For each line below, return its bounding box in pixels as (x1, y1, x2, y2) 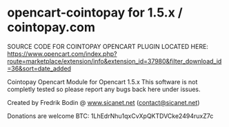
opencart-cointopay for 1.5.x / (7, 5, 183, 21)
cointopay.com (7, 19, 95, 35)
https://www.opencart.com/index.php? (7, 50, 117, 58)
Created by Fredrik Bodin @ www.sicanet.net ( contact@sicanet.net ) (7, 98, 200, 106)
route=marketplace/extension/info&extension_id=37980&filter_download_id (7, 57, 222, 65)
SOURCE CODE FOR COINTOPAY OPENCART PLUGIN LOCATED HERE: (7, 42, 209, 50)
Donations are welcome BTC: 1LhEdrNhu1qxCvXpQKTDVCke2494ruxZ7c (7, 112, 214, 120)
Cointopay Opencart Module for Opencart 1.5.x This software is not (7, 77, 198, 86)
